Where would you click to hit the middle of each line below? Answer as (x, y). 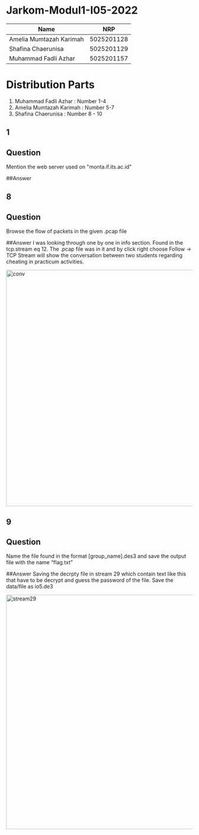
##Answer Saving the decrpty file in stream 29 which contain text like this (96, 574)
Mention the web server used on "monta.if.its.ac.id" (69, 167)
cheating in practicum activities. (45, 262)
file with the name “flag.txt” (39, 562)
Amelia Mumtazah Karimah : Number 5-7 (64, 107)
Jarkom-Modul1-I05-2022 (72, 10)
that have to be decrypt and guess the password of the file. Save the (90, 580)
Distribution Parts (50, 85)
